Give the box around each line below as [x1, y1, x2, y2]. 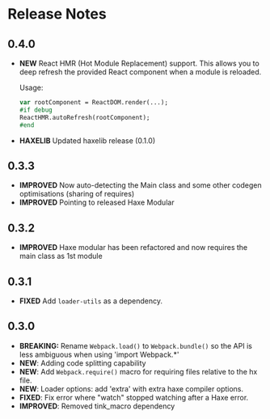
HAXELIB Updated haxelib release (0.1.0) [19, 135, 156, 146]
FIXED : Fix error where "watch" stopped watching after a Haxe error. [19, 392, 249, 402]
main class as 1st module [19, 252, 103, 261]
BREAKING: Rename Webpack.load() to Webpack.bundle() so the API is [19, 341, 252, 350]
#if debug [19, 106, 53, 114]
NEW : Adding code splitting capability [19, 358, 146, 368]
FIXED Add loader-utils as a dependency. [19, 296, 163, 306]
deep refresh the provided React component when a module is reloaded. [19, 67, 262, 77]
